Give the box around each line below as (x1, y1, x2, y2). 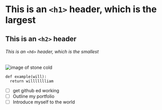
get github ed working (12, 87, 60, 93)
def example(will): (5, 74, 47, 79)
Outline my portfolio (12, 93, 55, 99)
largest (5, 14, 36, 26)
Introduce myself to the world (12, 99, 75, 105)
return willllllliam (10, 79, 54, 84)
